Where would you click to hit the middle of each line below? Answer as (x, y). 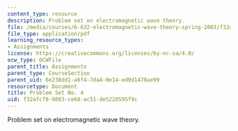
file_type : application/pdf (49, 34)
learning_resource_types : (45, 40)
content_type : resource (42, 14)
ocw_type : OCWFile (34, 60)
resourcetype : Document (42, 86)
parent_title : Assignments (47, 67)
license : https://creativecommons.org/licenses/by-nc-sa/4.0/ (101, 54)
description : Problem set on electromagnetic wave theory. (96, 21)
